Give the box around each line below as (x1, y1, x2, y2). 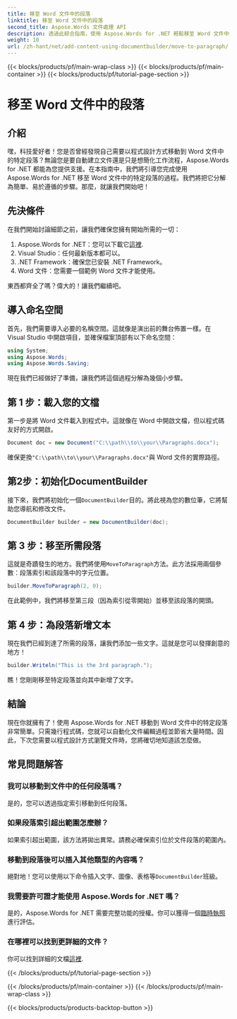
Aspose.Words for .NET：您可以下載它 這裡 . (17, 240, 144, 248)
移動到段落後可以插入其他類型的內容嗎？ (7, 855, 145, 865)
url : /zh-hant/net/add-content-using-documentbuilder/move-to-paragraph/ (7, 43, 229, 50)
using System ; (7, 347, 49, 354)
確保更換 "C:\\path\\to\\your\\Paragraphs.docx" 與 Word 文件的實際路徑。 (7, 453, 224, 461)
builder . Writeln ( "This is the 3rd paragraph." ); (7, 662, 153, 669)
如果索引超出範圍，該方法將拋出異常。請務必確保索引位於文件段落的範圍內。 (7, 835, 230, 843)
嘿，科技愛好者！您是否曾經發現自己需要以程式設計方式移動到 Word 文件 (7, 147, 218, 155)
